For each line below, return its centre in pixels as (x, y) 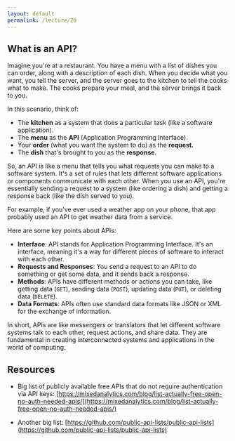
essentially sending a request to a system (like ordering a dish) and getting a (117, 189)
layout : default (31, 14)
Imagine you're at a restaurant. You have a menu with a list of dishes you (112, 66)
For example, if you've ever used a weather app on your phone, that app (112, 210)
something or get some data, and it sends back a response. (103, 274)
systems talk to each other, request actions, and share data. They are (107, 333)
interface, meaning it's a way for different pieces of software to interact (121, 252)
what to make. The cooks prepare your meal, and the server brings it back (114, 88)
